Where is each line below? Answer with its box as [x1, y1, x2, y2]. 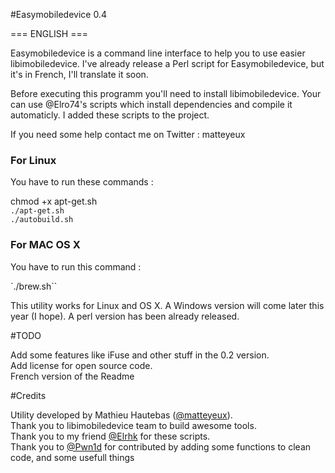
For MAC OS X [10, 238, 81, 252]
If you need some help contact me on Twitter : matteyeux [10, 129, 246, 140]
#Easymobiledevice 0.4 [10, 9, 107, 20]
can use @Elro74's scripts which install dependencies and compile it [10, 99, 293, 110]
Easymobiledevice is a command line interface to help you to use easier [10, 47, 306, 59]
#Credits [10, 389, 47, 401]
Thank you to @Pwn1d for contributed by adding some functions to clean [10, 440, 312, 453]
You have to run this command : [10, 260, 142, 273]
